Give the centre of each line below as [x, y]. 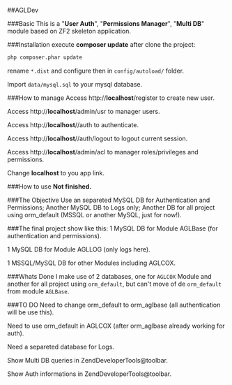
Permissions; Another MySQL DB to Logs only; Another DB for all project [111, 207]
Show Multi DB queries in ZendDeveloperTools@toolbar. [88, 360]
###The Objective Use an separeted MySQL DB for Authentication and [109, 200]
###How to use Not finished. [49, 186]
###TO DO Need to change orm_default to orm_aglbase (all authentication [114, 305]
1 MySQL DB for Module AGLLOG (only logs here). [79, 249]
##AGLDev [23, 10]
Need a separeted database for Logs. [61, 347]
